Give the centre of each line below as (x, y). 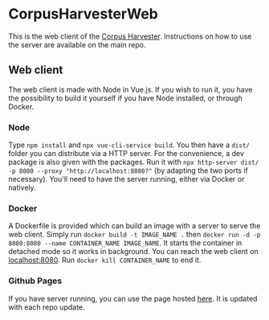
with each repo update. (47, 307)
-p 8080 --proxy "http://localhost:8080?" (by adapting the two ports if (128, 170)
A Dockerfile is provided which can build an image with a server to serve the (134, 226)
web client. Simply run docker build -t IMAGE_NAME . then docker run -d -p (134, 235)
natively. (22, 188)
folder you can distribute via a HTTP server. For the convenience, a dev (126, 154)
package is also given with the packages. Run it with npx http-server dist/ (134, 162)
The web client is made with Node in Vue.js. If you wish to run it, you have (130, 89)
